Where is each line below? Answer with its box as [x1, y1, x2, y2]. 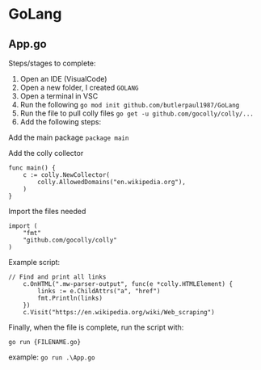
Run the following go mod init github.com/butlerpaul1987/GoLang [19, 100, 240, 109]
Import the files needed [8, 207, 86, 216]
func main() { [8, 164, 57, 172]
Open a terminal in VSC [19, 91, 99, 101]
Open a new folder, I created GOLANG [19, 82, 139, 92]
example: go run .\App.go [8, 352, 95, 362]
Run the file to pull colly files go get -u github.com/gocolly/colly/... [19, 108, 255, 118]
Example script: [8, 258, 61, 267]
